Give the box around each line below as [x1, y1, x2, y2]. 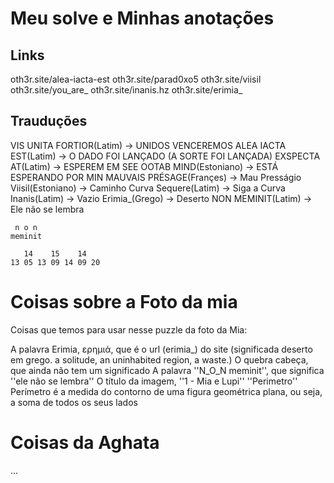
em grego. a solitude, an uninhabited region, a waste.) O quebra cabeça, [10, 353, 309, 366]
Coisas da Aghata [10, 431, 160, 454]
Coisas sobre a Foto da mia [10, 291, 238, 313]
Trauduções [10, 113, 88, 130]
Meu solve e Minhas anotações [10, 7, 275, 30]
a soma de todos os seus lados [10, 396, 138, 408]
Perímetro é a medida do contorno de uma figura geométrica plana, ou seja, [10, 385, 323, 397]
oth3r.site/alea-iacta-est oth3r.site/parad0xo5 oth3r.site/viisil [10, 73, 262, 85]
